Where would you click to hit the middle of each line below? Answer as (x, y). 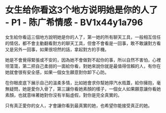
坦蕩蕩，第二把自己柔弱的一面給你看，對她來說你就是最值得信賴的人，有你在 (83, 66)
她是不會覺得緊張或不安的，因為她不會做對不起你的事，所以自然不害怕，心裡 (83, 60)
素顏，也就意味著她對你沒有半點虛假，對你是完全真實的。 (63, 95)
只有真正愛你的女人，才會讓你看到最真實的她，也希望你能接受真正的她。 (79, 105)
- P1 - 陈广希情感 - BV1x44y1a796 (74, 22)
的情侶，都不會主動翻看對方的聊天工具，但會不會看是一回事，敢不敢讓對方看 (83, 43)
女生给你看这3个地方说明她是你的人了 (82, 10)
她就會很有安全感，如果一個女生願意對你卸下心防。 (57, 72)
